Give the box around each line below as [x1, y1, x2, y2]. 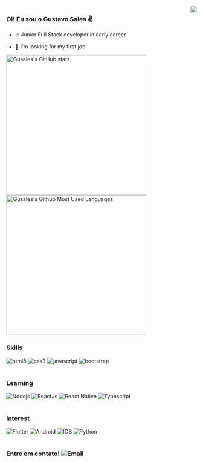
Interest [6, 414, 30, 423]
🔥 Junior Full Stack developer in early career [14, 31, 126, 38]
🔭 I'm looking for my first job [14, 43, 86, 50]
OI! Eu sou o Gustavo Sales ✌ [6, 15, 93, 23]
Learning [6, 378, 33, 387]
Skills [6, 343, 23, 352]
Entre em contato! [6, 449, 60, 458]
